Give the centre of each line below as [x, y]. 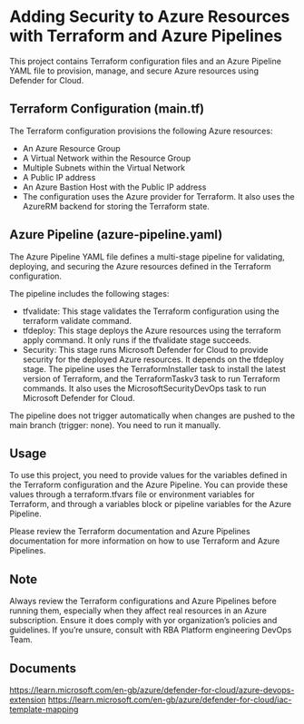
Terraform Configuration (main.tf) [107, 109]
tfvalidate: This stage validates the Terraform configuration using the [151, 311]
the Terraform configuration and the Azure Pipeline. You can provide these [149, 485]
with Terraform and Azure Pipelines [146, 36]
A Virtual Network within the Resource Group [107, 158]
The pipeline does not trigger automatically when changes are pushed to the [152, 416]
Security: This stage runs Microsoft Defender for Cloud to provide [146, 349]
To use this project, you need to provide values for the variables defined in [148, 475]
